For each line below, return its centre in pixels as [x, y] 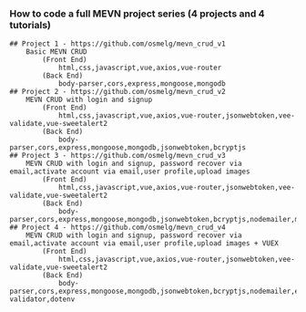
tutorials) [31, 25]
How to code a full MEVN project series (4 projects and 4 [138, 14]
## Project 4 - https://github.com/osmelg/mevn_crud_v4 [117, 228]
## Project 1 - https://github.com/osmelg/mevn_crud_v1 [117, 44]
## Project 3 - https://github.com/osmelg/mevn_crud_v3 [117, 156]
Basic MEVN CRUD [57, 52]
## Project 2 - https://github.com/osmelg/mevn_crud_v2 [117, 92]
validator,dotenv [42, 299]
